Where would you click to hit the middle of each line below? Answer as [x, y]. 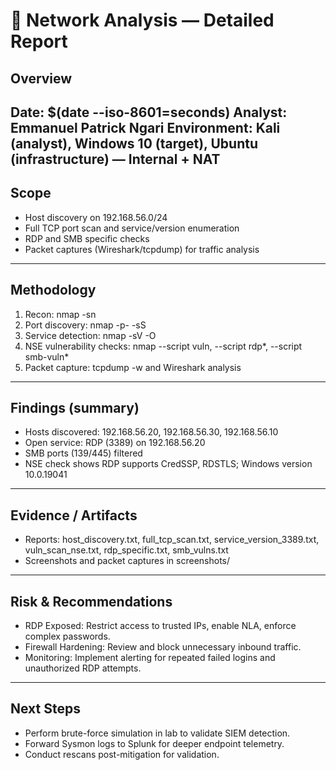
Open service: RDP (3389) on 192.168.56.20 [115, 443]
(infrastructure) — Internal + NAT [115, 159]
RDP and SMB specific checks [87, 238]
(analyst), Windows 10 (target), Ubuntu [134, 143]
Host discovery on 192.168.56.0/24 [96, 217]
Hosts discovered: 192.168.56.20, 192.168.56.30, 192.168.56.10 [151, 432]
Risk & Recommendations [91, 601]
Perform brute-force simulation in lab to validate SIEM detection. [157, 733]
